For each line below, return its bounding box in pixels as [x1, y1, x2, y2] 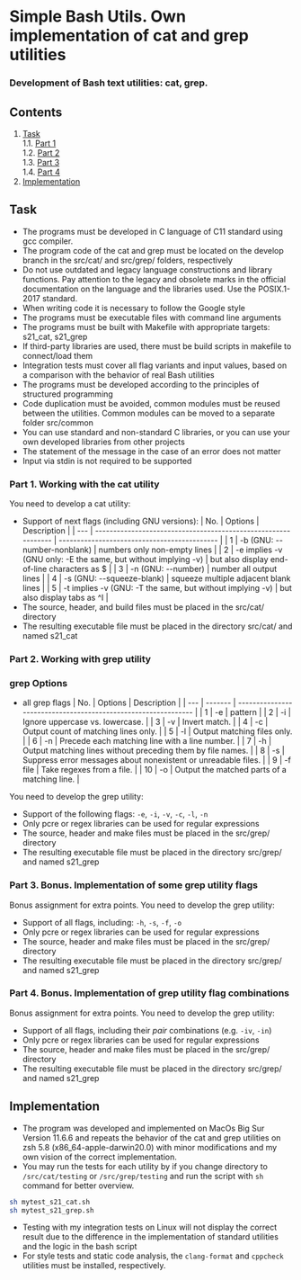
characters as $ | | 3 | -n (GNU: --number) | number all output [49, 564, 278, 575]
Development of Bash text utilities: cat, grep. [9, 76, 208, 89]
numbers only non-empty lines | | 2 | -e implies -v [98, 544, 283, 555]
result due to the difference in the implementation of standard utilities [22, 1231, 279, 1242]
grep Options [9, 676, 68, 689]
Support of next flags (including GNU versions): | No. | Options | [22, 515, 260, 527]
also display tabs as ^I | [22, 592, 110, 604]
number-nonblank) [22, 544, 93, 555]
